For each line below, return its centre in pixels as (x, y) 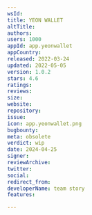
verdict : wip (26, 143)
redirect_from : (29, 182)
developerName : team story (46, 189)
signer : (18, 156)
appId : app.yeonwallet (40, 46)
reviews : (20, 91)
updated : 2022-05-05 (37, 65)
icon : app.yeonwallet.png (44, 124)
